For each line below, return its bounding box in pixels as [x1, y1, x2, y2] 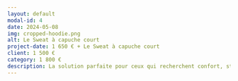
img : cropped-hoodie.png [7, 30, 81, 37]
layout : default [7, 10, 55, 18]
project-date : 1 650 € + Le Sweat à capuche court [7, 43, 160, 50]
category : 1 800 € [7, 56, 62, 63]
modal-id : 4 [7, 17, 42, 24]
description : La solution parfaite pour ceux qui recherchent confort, [7, 63, 223, 70]
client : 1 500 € [7, 50, 55, 57]
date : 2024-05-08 [7, 23, 59, 30]
